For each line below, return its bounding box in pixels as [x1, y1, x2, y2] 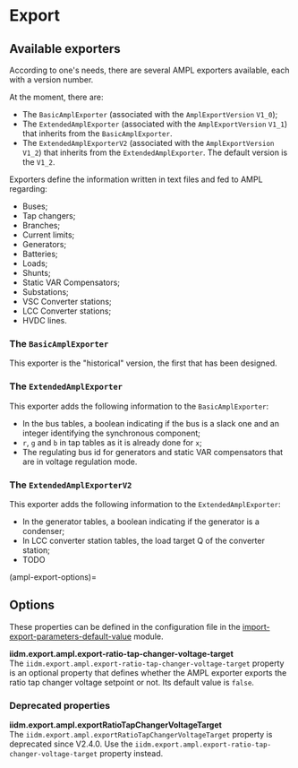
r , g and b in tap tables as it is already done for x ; [21, 436, 203, 448]
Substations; [21, 287, 69, 297]
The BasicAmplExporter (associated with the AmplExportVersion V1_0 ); [21, 109, 278, 119]
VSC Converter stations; [21, 297, 112, 306]
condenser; [21, 525, 65, 536]
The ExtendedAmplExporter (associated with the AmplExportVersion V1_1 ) [21, 118, 288, 129]
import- [242, 621, 270, 632]
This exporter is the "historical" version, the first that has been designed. [9, 358, 277, 368]
